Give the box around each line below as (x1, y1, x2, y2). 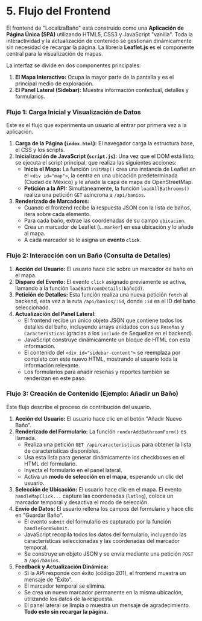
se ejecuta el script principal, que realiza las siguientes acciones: (14, 159, 177, 166)
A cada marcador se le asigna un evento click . (24, 236, 142, 243)
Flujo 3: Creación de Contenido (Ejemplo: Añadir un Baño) (6, 389, 179, 398)
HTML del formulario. (24, 460, 77, 467)
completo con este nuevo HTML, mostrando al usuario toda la (24, 355, 178, 363)
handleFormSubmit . (24, 524, 69, 531)
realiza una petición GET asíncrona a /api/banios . (24, 191, 146, 199)
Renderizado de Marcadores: (14, 198, 90, 205)
